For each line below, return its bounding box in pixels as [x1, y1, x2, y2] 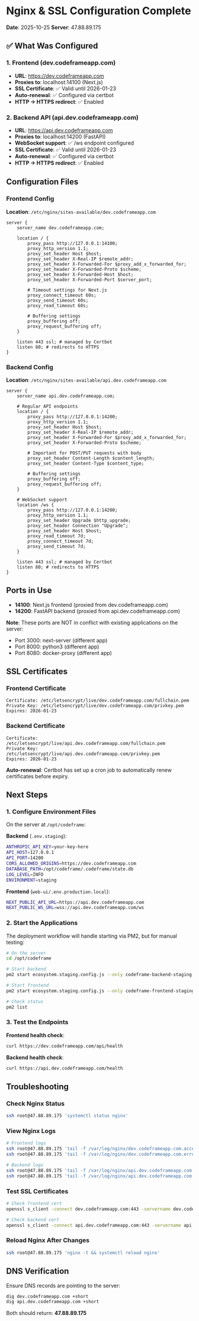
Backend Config [6, 363, 53, 371]
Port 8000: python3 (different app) [14, 643, 99, 650]
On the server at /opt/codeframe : [6, 821, 86, 828]
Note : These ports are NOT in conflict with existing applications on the [6, 619, 178, 626]
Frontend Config [6, 194, 54, 203]
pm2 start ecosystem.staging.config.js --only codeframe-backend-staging [6, 972, 192, 978]
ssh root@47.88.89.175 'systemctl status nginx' [6, 1113, 129, 1119]
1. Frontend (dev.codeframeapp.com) [6, 59, 116, 67]
